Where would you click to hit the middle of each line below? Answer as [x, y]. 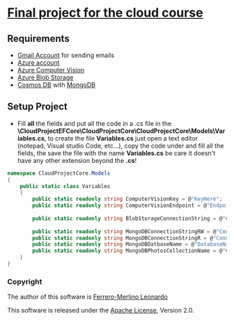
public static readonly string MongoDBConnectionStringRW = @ [124, 231]
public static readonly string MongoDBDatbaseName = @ [114, 244]
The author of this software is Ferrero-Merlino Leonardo [88, 297]
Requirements [38, 39]
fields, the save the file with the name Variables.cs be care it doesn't [116, 153]
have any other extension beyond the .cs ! [77, 160]
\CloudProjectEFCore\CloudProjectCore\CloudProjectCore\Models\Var [121, 131]
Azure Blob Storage [45, 77]
